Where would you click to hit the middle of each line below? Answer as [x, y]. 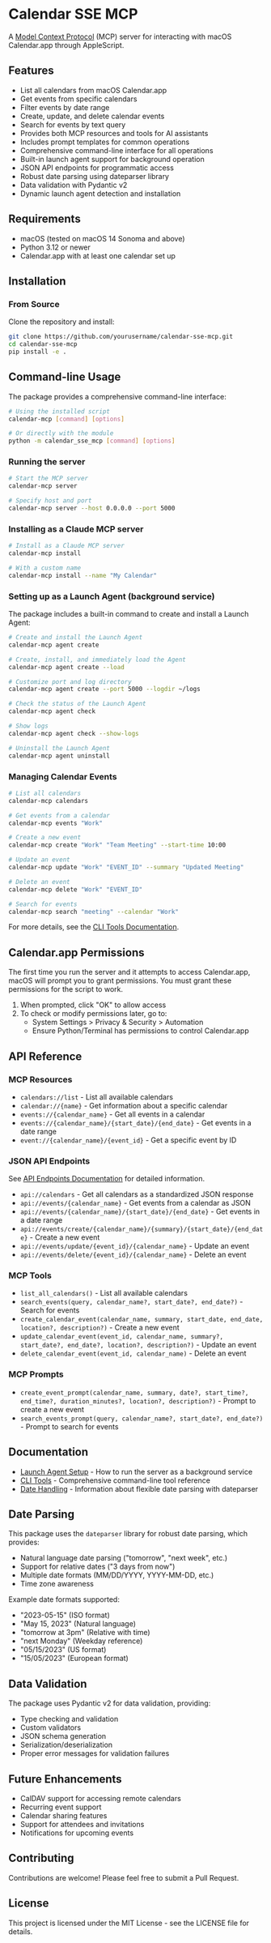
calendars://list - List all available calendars [97, 1097]
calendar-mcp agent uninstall [59, 756]
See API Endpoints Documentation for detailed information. [106, 1179]
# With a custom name [45, 568]
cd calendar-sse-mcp [43, 344]
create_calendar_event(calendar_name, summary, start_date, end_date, [142, 1320]
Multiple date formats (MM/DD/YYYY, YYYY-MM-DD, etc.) [117, 1575]
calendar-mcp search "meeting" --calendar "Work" [94, 912]
